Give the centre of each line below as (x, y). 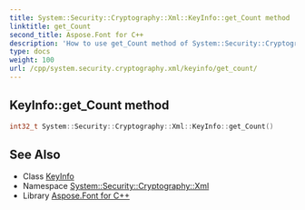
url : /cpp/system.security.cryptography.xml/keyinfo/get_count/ (133, 69)
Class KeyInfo (48, 176)
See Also (35, 154)
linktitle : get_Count (50, 26)
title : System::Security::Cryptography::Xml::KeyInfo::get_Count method (150, 18)
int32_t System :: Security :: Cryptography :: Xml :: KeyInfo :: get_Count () (142, 126)
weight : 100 (32, 60)
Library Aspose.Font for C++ (76, 195)
